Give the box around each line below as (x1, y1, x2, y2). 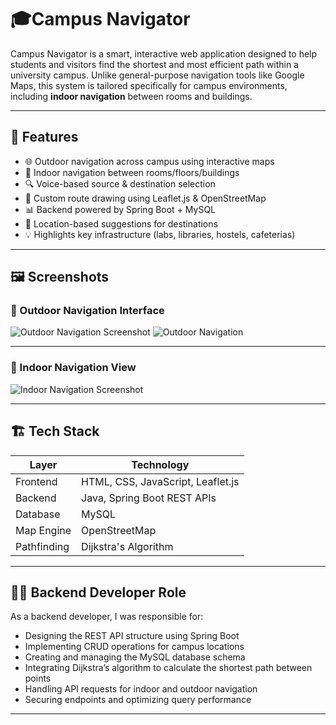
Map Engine (15, 523, 72, 537)
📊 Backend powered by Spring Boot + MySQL (24, 203, 217, 215)
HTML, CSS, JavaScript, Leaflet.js (81, 474, 240, 488)
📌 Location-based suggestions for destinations (24, 217, 218, 230)
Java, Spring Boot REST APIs (81, 491, 217, 505)
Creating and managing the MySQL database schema (24, 651, 246, 663)
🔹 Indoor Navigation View (10, 361, 137, 375)
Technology (131, 457, 190, 471)
